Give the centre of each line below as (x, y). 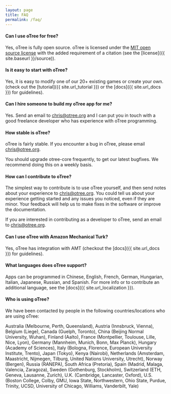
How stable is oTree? (28, 132)
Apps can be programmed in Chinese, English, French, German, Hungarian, (84, 277)
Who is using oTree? (27, 299)
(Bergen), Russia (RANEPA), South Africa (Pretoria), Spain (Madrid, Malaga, (84, 364)
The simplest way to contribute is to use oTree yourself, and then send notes (86, 188)
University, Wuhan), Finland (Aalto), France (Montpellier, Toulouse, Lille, (81, 337)
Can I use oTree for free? (32, 36)
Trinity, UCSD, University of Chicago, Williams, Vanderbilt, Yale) (72, 386)
